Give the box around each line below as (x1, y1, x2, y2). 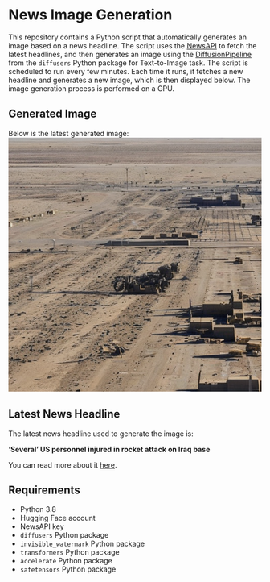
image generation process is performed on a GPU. (8, 83, 175, 94)
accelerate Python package (19, 556, 112, 566)
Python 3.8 (19, 505, 56, 514)
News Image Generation (8, 6, 173, 24)
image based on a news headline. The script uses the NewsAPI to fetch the (8, 40, 257, 50)
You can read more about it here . (8, 459, 117, 469)
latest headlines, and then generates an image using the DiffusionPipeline (8, 49, 252, 59)
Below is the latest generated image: (8, 128, 129, 138)
